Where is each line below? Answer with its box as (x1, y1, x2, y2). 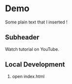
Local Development (5, 61, 65, 69)
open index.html (12, 73, 45, 79)
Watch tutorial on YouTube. (5, 46, 59, 52)
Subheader (5, 33, 40, 42)
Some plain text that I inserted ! (5, 19, 68, 25)
